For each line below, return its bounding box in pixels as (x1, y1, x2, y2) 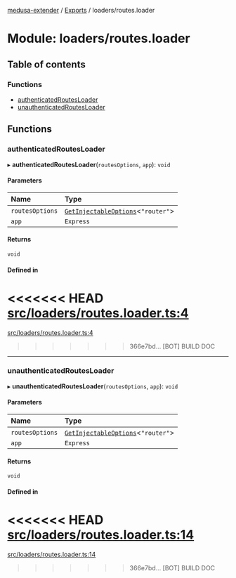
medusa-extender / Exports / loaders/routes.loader (7, 6, 155, 14)
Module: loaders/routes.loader (7, 31, 191, 46)
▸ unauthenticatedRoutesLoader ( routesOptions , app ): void (7, 382, 178, 390)
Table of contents (7, 58, 86, 70)
